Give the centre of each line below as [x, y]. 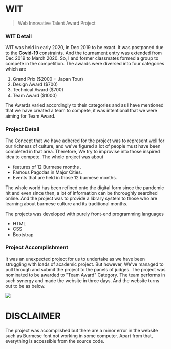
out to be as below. [25, 286]
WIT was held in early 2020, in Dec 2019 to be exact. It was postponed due [84, 48]
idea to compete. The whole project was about [55, 157]
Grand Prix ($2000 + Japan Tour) [48, 79]
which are [16, 69]
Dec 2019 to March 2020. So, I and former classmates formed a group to [82, 58]
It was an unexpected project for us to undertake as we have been [75, 259]
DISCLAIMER [33, 316]
